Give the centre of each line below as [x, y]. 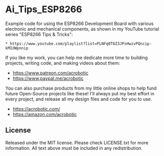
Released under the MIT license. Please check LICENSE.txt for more [77, 142]
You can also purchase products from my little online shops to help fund [81, 88]
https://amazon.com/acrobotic [45, 114]
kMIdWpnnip [17, 48]
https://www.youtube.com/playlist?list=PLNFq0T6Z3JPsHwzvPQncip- [81, 44]
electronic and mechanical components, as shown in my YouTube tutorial [82, 29]
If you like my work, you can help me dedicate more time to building [77, 58]
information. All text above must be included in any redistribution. [74, 148]
